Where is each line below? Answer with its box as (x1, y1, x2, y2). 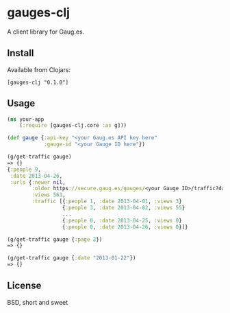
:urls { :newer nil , (10, 178, 66, 186)
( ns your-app (7, 115, 44, 123)
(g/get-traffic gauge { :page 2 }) (7, 235, 103, 243)
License (7, 280, 42, 292)
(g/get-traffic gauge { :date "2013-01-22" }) (7, 255, 136, 262)
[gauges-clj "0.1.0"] (7, 79, 69, 86)
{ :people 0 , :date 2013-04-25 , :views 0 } (62, 217, 183, 224)
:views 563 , (31, 192, 66, 198)
